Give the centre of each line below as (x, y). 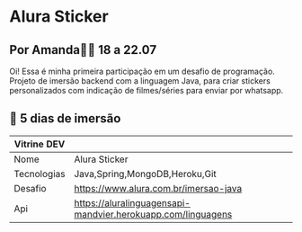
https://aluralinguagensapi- (133, 202)
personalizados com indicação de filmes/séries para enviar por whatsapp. (147, 90)
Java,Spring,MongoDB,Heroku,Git (146, 174)
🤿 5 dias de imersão (65, 119)
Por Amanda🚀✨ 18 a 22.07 (83, 50)
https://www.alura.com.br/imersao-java (158, 188)
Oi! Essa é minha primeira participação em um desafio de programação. (142, 71)
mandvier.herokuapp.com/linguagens (153, 214)
